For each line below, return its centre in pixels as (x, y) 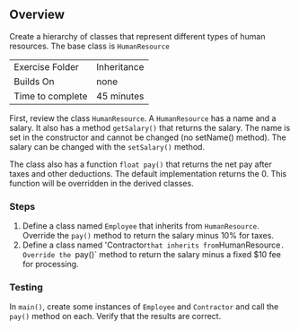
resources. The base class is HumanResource (90, 46)
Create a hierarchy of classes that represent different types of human (137, 36)
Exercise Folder (46, 66)
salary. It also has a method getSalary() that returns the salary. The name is (150, 127)
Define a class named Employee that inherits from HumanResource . (141, 226)
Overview (37, 15)
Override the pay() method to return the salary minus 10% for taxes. (148, 236)
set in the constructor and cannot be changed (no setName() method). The (148, 137)
